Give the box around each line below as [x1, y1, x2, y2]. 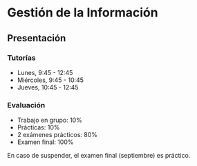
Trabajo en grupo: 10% [17, 116, 83, 125]
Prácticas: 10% [17, 123, 60, 132]
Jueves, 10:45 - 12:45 [17, 83, 79, 91]
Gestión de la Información [7, 5, 158, 21]
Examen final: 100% [17, 138, 74, 146]
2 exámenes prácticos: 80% [17, 131, 98, 139]
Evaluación [7, 100, 46, 110]
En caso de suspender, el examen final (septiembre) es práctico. [7, 152, 191, 160]
